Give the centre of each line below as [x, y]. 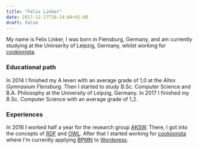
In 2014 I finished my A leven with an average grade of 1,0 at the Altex [91, 80]
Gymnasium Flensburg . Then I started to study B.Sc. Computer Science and [98, 86]
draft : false [22, 22]
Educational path [31, 67]
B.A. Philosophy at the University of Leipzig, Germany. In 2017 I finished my [98, 93]
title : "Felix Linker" [34, 12]
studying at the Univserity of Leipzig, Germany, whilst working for [86, 46]
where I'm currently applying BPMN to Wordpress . [67, 140]
